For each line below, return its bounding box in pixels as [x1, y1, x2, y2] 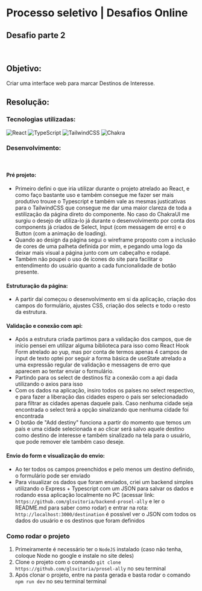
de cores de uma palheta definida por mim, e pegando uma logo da [14, 243, 183, 250]
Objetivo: [6, 63, 42, 74]
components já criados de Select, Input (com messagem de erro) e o [14, 223, 186, 231]
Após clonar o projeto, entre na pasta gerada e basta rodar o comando [14, 571, 191, 578]
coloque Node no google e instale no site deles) [14, 552, 134, 559]
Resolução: [6, 97, 50, 107]
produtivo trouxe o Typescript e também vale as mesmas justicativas [14, 198, 186, 205]
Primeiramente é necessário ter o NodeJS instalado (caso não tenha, [14, 545, 183, 552]
